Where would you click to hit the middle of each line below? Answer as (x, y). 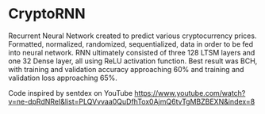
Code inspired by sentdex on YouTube (71, 93)
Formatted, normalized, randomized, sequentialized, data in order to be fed (131, 44)
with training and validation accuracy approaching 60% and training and (126, 69)
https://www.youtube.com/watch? (190, 93)
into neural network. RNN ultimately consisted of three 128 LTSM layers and (132, 52)
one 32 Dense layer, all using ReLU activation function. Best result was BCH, (133, 61)
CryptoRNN (47, 14)
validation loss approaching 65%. (63, 78)
